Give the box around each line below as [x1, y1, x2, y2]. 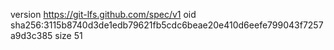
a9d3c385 [10, 30, 53, 41]
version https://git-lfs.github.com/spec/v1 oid [10, 9, 197, 20]
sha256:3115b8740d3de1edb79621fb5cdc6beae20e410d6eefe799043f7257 [10, 19, 324, 31]
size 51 [54, 30, 83, 41]
